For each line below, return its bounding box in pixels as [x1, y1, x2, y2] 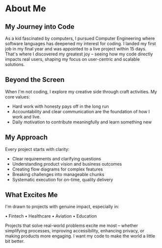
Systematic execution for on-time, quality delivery [12, 176, 113, 182]
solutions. [5, 62, 25, 67]
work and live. [12, 114, 41, 120]
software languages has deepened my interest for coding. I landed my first [5, 41, 156, 47]
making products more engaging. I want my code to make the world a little [5, 233, 156, 239]
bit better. [5, 238, 25, 244]
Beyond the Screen [5, 75, 65, 84]
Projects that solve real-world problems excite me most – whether [5, 223, 138, 228]
